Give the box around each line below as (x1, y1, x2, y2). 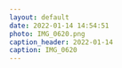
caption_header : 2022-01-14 (9, 37, 114, 47)
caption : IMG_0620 (9, 46, 77, 55)
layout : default (9, 12, 69, 22)
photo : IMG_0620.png (9, 29, 86, 38)
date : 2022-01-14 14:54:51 (9, 21, 110, 30)
